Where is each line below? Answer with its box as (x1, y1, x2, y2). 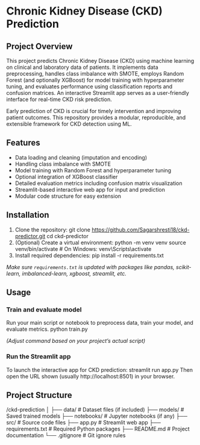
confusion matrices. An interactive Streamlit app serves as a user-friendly (6, 89, 190, 96)
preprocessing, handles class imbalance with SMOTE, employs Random (6, 70, 184, 77)
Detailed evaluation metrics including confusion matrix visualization (14, 180, 183, 187)
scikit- (175, 263, 192, 270)
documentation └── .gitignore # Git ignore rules (6, 432, 126, 439)
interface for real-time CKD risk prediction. (6, 96, 113, 103)
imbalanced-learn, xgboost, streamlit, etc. (22, 270, 127, 277)
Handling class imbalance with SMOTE (14, 160, 111, 167)
